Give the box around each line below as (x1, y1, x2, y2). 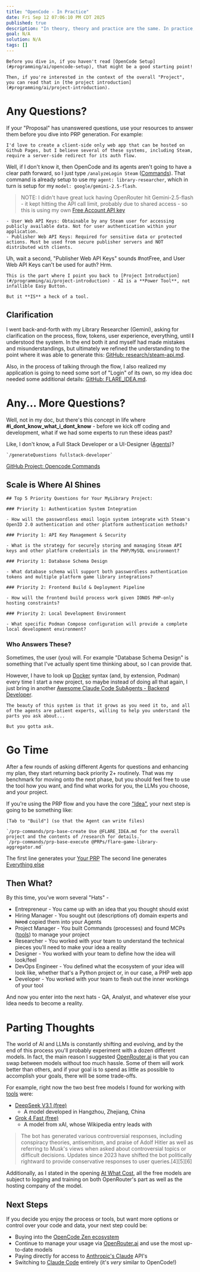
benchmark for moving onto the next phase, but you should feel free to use (6, 776, 190, 783)
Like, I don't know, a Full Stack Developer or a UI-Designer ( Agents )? (6, 440, 174, 447)
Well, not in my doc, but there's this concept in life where (6, 416, 146, 423)
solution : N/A (6, 36, 42, 42)
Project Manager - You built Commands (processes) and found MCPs (14, 925, 186, 932)
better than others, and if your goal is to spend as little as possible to (6, 1066, 174, 1073)
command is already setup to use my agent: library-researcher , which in (6, 176, 189, 183)
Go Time (6, 743, 49, 757)
